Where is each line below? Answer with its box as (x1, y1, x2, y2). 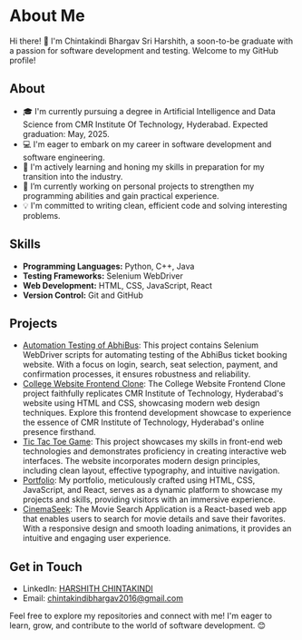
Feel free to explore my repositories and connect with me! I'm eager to (9, 610, 272, 622)
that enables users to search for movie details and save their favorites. (22, 514, 286, 525)
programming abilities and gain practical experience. (22, 190, 219, 201)
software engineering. (22, 152, 106, 162)
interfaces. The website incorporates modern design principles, (22, 456, 261, 467)
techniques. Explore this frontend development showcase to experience (22, 408, 292, 418)
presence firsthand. (22, 427, 97, 438)
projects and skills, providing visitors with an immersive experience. (22, 494, 276, 505)
